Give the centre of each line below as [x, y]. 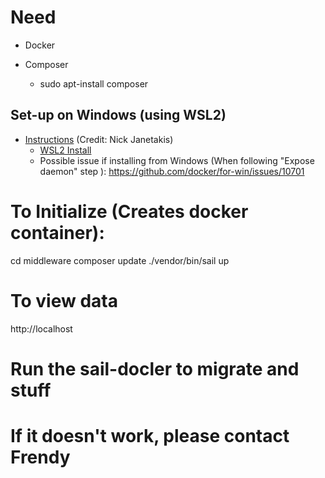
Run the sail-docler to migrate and [155, 368]
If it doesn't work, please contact [150, 436]
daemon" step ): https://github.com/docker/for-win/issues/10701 [172, 171]
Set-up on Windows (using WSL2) [118, 115]
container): [57, 232]
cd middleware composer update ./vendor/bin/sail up [120, 260]
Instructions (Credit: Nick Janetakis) [99, 139]
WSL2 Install [65, 150]
